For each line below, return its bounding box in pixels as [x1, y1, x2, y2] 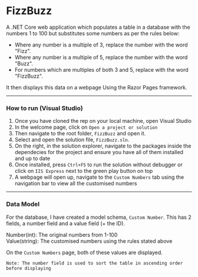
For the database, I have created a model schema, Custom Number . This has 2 [6, 213, 192, 221]
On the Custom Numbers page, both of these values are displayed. [6, 249, 163, 256]
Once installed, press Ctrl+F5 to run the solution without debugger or [14, 161, 183, 168]
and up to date [14, 155, 51, 162]
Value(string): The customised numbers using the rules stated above [6, 237, 173, 245]
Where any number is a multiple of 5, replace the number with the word [14, 54, 188, 61]
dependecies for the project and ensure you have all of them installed [14, 149, 184, 156]
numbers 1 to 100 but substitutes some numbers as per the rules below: [6, 29, 180, 36]
